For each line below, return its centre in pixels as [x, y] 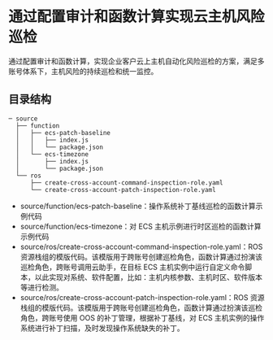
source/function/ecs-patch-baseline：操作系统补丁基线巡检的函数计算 [138, 206]
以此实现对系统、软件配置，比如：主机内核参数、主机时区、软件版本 [148, 277]
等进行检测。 [41, 287]
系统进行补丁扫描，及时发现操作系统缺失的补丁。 [102, 328]
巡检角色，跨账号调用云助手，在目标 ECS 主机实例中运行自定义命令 [132, 267]
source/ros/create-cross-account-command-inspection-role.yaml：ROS [141, 246]
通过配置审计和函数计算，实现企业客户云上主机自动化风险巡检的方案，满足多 [136, 61]
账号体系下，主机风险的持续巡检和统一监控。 [83, 71]
